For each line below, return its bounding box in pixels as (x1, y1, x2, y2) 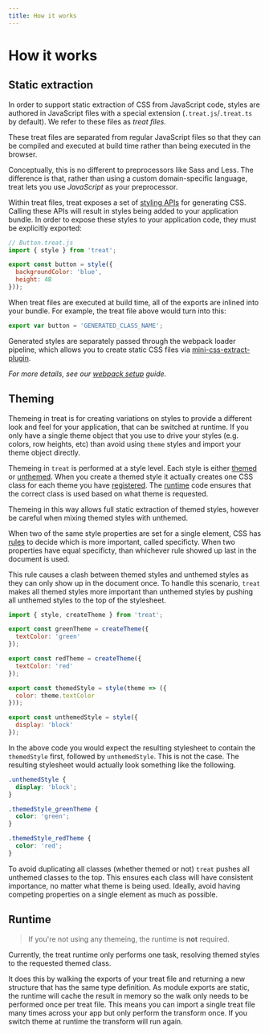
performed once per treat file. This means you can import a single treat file (8, 999, 255, 1009)
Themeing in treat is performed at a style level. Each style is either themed (8, 463, 257, 472)
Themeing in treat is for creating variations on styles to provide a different (8, 413, 252, 423)
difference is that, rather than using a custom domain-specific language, (8, 174, 247, 183)
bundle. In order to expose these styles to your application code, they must (8, 215, 257, 224)
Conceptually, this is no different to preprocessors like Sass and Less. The (8, 165, 255, 174)
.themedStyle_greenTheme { (8, 805, 99, 813)
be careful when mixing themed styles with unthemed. (8, 513, 189, 522)
